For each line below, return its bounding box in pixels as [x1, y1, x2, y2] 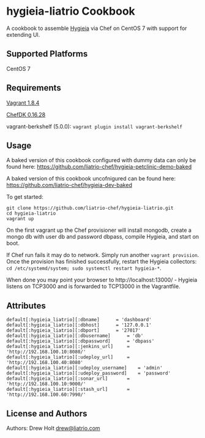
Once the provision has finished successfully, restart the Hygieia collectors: [6, 258, 197, 265]
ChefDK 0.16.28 [6, 111, 46, 118]
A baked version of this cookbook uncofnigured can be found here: [6, 175, 176, 182]
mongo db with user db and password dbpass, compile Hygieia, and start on [6, 233, 199, 240]
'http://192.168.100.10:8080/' [6, 349, 86, 355]
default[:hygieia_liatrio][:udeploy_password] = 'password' [6, 370, 171, 377]
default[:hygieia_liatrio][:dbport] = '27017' [6, 327, 141, 334]
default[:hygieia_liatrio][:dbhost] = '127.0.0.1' [6, 322, 152, 328]
